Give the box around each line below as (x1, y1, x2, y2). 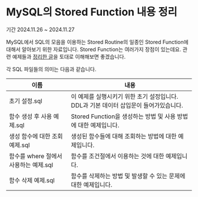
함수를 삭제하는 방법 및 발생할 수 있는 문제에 (71, 172, 186, 180)
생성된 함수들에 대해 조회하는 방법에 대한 (71, 132, 177, 140)
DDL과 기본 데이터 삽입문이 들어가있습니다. (71, 101, 183, 109)
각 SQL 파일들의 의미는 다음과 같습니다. (6, 65, 97, 72)
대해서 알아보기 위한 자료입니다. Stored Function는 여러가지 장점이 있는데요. (6, 45, 181, 53)
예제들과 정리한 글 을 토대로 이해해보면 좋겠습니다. (12, 53, 126, 60)
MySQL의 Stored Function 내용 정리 (6, 5, 178, 19)
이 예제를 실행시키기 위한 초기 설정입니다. (71, 92, 179, 101)
